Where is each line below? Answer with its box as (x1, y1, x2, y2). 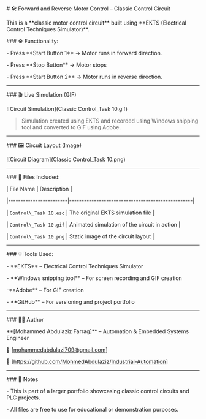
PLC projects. (6, 394, 41, 401)
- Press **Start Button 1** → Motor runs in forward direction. (6, 50, 162, 56)
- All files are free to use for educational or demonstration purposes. (6, 406, 179, 413)
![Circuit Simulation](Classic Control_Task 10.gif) (6, 105, 128, 112)
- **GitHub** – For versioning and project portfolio (6, 298, 135, 305)
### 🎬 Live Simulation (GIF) (6, 91, 77, 98)
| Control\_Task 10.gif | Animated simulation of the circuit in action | (6, 221, 181, 228)
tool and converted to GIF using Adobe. (21, 124, 121, 130)
